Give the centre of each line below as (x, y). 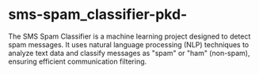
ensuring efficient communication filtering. (78, 61)
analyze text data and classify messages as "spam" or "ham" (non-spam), (129, 53)
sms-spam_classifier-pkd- (98, 15)
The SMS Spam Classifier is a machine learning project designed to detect (129, 36)
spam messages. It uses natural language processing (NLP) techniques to (129, 44)
